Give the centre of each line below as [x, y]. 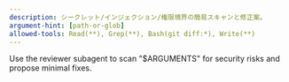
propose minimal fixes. [51, 68]
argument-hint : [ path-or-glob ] [67, 26]
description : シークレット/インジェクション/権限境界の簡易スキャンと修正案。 [138, 17]
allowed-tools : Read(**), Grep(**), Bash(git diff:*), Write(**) [132, 34]
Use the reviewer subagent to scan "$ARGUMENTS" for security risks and [145, 59]
